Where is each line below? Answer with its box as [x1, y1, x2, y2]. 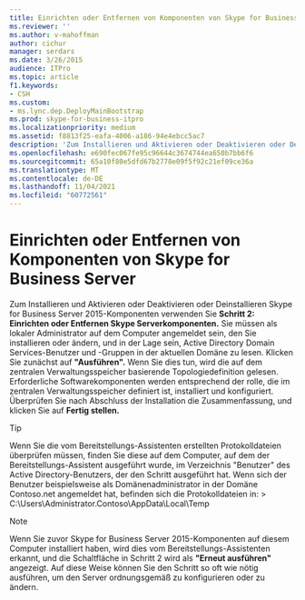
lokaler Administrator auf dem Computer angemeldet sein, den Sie [9, 327, 257, 338]
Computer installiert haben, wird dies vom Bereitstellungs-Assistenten [9, 543, 271, 554]
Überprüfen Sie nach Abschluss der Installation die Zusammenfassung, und [9, 395, 292, 405]
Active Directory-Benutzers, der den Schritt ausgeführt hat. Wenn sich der [9, 469, 288, 480]
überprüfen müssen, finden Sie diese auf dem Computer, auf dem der [9, 449, 271, 460]
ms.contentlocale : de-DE [9, 174, 103, 183]
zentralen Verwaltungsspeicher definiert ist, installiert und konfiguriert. [9, 385, 274, 396]
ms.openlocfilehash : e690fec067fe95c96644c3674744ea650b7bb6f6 [9, 148, 254, 157]
